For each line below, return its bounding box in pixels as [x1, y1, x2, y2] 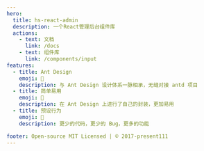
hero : [6, 10, 22, 17]
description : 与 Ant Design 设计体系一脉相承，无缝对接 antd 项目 [19, 81, 198, 88]
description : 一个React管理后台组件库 [12, 23, 116, 30]
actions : [12, 29, 38, 37]
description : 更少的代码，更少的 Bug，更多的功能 [19, 120, 150, 127]
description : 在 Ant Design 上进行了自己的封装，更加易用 [19, 101, 174, 108]
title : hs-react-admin [12, 17, 78, 24]
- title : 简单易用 [12, 88, 62, 95]
